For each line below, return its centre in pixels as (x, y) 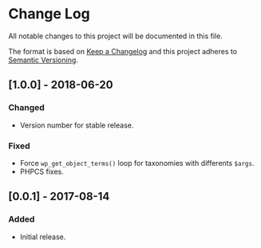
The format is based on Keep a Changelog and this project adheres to (123, 51)
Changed (27, 108)
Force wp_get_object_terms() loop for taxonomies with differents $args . (137, 163)
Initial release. (43, 237)
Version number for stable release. (77, 125)
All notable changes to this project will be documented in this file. (116, 36)
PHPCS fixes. (42, 171)
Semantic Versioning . (43, 60)
